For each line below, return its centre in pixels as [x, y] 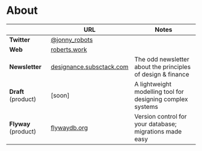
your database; [156, 124]
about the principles [163, 67]
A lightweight [153, 84]
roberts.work [69, 49]
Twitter [20, 40]
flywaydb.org [69, 128]
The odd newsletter [162, 59]
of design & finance [162, 74]
